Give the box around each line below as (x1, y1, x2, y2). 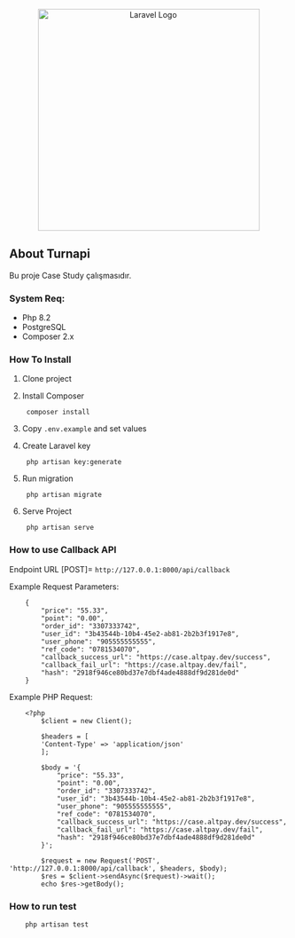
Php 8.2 (21, 312, 51, 323)
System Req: (9, 292, 66, 304)
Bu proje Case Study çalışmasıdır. (9, 270, 132, 280)
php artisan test (25, 920, 89, 929)
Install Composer (21, 390, 85, 401)
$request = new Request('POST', (41, 856, 161, 865)
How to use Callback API (9, 544, 117, 556)
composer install (26, 408, 90, 417)
